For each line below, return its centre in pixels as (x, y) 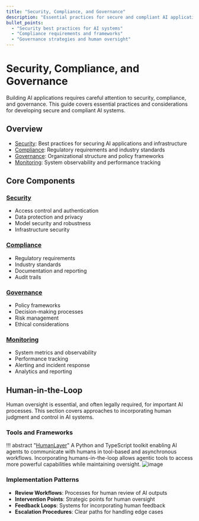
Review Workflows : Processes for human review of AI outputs (91, 492)
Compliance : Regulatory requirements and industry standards (90, 150)
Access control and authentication (57, 211)
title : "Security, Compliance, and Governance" (66, 12)
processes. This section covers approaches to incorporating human (89, 411)
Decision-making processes (49, 312)
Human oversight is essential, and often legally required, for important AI (95, 405)
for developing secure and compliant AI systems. (66, 110)
